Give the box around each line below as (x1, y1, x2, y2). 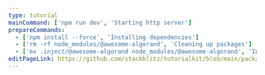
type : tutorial (8, 11, 58, 20)
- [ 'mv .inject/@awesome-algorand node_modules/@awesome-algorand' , (15, 48, 245, 55)
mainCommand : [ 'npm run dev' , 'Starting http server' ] (8, 19, 192, 27)
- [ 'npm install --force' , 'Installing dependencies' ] (15, 33, 200, 41)
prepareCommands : (8, 26, 65, 34)
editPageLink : (8, 55, 55, 63)
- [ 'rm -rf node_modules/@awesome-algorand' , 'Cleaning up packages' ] (15, 41, 252, 48)
